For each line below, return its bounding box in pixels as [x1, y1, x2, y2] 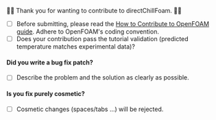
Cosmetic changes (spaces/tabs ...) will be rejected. [16, 105, 164, 113]
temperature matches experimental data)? [16, 43, 135, 51]
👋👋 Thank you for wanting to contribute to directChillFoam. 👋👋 [6, 7, 182, 14]
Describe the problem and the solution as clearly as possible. [16, 73, 189, 82]
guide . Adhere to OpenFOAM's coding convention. [16, 27, 159, 36]
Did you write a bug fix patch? [6, 58, 93, 67]
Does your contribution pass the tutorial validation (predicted [16, 35, 189, 43]
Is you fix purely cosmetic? [6, 89, 85, 97]
